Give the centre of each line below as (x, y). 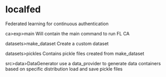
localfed (23, 9)
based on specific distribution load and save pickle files (64, 69)
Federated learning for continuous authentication (57, 24)
